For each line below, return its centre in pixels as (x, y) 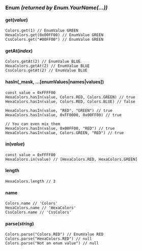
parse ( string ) (20, 223)
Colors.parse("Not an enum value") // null (52, 243)
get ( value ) (17, 20)
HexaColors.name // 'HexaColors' (41, 208)
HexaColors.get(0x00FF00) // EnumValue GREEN (54, 35)
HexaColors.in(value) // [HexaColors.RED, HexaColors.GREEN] (72, 159)
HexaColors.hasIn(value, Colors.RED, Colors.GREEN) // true (70, 97)
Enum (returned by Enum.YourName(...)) (56, 8)
